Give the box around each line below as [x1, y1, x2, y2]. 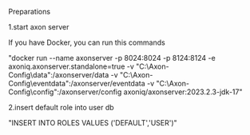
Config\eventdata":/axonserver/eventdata [8, 79, 145, 88]
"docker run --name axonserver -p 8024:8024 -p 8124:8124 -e [8, 54, 216, 62]
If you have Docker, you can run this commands [8, 38, 165, 47]
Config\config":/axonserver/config [8, 87, 122, 97]
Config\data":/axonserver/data [8, 70, 109, 79]
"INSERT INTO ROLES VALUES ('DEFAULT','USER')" [8, 118, 177, 127]
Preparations [8, 7, 50, 16]
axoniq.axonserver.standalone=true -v [8, 62, 134, 71]
